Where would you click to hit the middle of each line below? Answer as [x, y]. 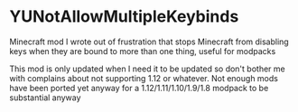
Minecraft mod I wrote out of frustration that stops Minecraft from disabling [149, 42]
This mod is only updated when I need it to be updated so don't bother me [148, 69]
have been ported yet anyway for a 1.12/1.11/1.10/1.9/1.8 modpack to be [139, 88]
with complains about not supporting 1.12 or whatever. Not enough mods [144, 78]
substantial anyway [45, 98]
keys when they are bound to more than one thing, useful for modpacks [143, 51]
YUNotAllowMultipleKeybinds [124, 17]
